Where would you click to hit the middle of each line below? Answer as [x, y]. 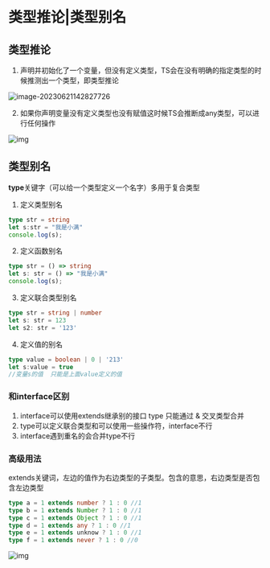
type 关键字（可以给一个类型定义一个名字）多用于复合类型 [104, 187]
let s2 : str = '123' [43, 327]
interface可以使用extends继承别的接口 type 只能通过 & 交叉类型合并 [132, 415]
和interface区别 [39, 397]
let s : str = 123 [37, 320]
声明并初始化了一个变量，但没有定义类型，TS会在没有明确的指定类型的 [137, 70]
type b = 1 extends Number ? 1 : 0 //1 [75, 510]
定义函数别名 [41, 251]
